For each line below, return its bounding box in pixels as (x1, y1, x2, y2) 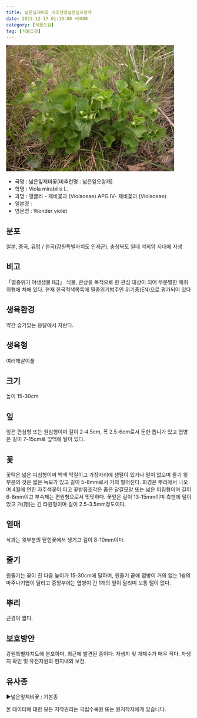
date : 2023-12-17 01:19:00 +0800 (6, 15, 88, 22)
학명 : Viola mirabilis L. (14, 185, 69, 192)
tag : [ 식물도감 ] (6, 28, 41, 34)
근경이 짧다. (6, 615, 34, 622)
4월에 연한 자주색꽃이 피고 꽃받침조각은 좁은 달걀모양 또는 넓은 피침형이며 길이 (12, 486, 192, 493)
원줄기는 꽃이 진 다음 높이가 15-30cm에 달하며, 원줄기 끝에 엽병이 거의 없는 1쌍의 (6, 572, 191, 579)
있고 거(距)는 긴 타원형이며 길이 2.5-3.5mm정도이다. (6, 500, 126, 507)
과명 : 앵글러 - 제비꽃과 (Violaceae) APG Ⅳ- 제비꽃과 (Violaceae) (14, 193, 166, 200)
